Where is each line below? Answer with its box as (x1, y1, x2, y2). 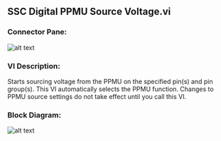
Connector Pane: (7, 27, 68, 37)
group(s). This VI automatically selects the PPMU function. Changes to (7, 85, 215, 93)
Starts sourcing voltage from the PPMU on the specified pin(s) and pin (7, 77, 213, 85)
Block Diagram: (7, 110, 62, 120)
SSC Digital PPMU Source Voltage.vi (7, 6, 171, 18)
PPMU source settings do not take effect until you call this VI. (7, 92, 187, 100)
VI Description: (7, 61, 60, 70)
